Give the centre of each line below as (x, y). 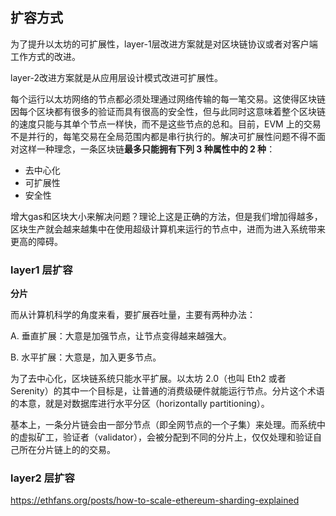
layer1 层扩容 (41, 270)
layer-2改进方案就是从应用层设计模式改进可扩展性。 (117, 77)
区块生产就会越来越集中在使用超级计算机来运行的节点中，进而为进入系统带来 (168, 229)
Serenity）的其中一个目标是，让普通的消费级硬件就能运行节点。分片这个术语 (167, 391)
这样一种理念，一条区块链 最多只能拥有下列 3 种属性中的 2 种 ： (147, 149)
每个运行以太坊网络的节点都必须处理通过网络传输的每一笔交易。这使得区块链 (168, 99)
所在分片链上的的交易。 (67, 450)
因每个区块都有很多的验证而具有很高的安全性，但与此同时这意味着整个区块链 (168, 111)
